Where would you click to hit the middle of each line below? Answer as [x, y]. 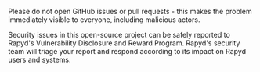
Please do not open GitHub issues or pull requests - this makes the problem [130, 11]
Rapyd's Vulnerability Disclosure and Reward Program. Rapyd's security [124, 43]
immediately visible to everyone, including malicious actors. [104, 20]
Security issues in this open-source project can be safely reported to [119, 35]
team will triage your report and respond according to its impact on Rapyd [127, 51]
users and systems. [40, 59]
